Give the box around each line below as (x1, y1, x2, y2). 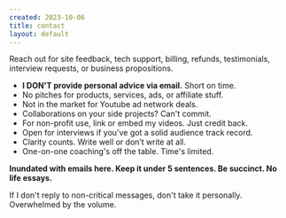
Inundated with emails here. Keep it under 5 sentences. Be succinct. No (9, 163, 277, 174)
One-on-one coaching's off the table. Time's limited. (21, 146, 214, 157)
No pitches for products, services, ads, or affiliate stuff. (21, 90, 224, 100)
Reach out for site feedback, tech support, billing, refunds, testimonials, (9, 54, 270, 65)
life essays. (9, 173, 53, 183)
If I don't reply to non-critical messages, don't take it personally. (9, 190, 243, 200)
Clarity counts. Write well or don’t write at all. (21, 136, 187, 147)
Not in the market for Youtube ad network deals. (21, 99, 198, 110)
